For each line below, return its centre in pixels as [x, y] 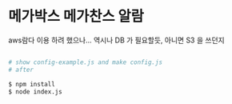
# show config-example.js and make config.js [85, 62]
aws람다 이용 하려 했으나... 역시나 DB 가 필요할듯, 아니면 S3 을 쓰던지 [117, 40]
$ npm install [32, 84]
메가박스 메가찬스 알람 [76, 16]
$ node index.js [35, 92]
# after [21, 70]
